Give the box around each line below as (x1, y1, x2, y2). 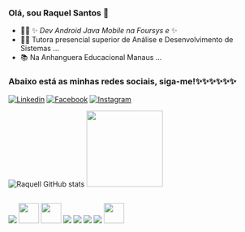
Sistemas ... (19, 44, 59, 54)
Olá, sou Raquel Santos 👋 (8, 7, 110, 19)
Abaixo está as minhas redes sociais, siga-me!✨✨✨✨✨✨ (8, 76, 237, 88)
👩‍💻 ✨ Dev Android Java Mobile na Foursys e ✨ (19, 26, 178, 36)
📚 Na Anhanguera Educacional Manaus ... (19, 53, 162, 62)
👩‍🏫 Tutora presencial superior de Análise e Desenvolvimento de (19, 35, 234, 45)
